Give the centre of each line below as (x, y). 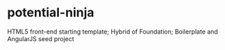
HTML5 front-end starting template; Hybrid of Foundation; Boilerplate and (113, 32)
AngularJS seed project (41, 38)
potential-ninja (51, 13)
